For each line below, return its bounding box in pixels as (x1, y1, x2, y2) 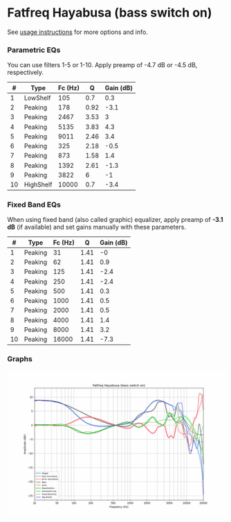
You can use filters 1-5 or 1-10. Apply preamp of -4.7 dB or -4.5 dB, (7, 61, 198, 69)
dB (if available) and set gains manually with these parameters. (7, 223, 187, 232)
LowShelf (24, 94, 51, 102)
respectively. (7, 68, 44, 77)
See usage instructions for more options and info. (7, 28, 149, 36)
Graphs (7, 354, 33, 364)
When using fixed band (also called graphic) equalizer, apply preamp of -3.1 (7, 216, 223, 224)
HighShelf (24, 180, 53, 189)
